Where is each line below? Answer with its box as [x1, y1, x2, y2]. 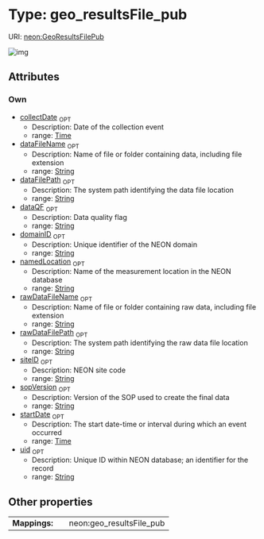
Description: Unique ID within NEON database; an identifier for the [31, 455, 249, 465]
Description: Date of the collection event [31, 122, 165, 132]
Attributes [8, 70, 60, 84]
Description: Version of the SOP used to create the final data [31, 392, 230, 402]
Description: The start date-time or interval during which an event [31, 419, 247, 429]
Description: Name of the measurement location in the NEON [31, 267, 232, 276]
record [31, 464, 54, 473]
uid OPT [19, 445, 45, 456]
